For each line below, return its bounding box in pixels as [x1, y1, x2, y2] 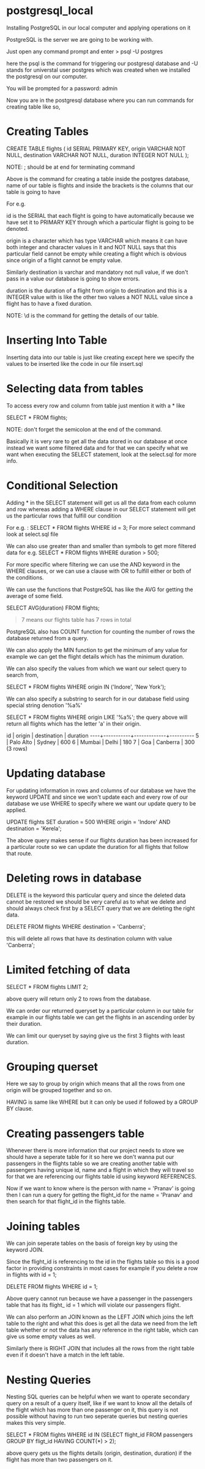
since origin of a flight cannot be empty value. [6, 256, 122, 264]
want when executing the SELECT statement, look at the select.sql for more [6, 451, 197, 458]
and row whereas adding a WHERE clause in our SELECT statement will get [6, 505, 196, 513]
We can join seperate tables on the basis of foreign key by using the [6, 1239, 178, 1247]
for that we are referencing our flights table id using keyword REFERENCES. [6, 1173, 197, 1180]
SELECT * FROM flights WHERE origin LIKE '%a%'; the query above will [6, 713, 188, 721]
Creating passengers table [6, 1126, 145, 1141]
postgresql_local [6, 4, 94, 18]
